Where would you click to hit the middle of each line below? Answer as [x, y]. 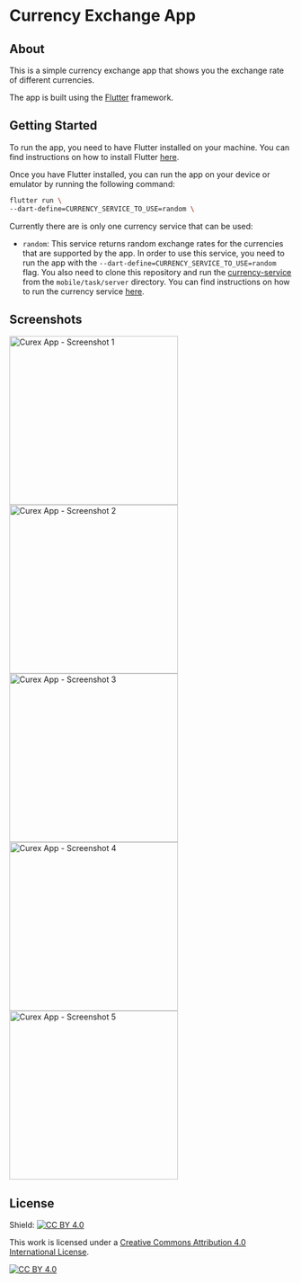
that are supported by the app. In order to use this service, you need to [153, 253]
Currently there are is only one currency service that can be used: [131, 226]
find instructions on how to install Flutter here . [94, 157]
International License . [49, 1252]
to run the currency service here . [84, 291]
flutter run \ [36, 200]
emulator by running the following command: [92, 184]
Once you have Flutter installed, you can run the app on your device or [140, 174]
